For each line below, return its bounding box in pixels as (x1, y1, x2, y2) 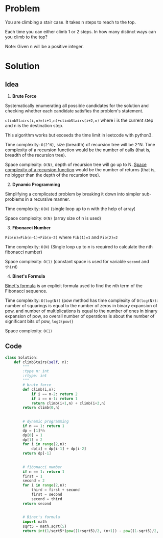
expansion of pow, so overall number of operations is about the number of (5, 313, 155, 319)
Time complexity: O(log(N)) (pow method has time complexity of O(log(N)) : (5, 297, 158, 303)
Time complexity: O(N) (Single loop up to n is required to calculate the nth (5, 243, 153, 249)
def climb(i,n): (23, 387, 56, 392)
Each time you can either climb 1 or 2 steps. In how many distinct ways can (5, 28, 156, 34)
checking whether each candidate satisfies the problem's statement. (5, 108, 143, 113)
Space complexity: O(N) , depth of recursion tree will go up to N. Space (5, 161, 147, 167)
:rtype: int (23, 374, 47, 378)
